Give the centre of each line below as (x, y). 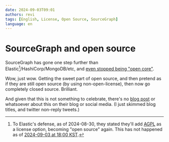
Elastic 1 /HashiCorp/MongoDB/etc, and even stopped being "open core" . (80, 68)
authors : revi (20, 15)
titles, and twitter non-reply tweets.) (42, 109)
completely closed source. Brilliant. (41, 89)
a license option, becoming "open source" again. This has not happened (87, 129)
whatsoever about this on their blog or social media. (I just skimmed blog (80, 104)
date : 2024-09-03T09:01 (30, 10)
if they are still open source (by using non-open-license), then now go (78, 84)
